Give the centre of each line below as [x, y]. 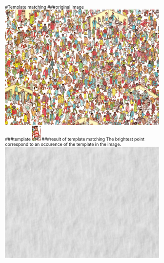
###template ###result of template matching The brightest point [75, 139]
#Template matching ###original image [45, 7]
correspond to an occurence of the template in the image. [63, 144]
